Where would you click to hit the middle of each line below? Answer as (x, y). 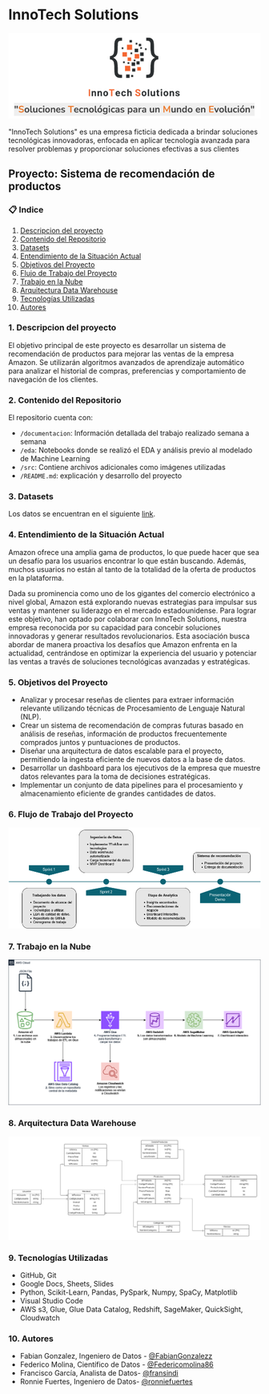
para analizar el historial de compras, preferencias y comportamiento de (127, 371)
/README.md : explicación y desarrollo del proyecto (101, 476)
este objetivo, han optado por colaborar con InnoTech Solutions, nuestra (127, 618)
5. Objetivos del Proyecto (58, 682)
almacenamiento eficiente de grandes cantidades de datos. (118, 794)
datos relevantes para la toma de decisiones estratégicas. (115, 776)
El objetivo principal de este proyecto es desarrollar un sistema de (117, 345)
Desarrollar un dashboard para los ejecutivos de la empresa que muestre (140, 768)
